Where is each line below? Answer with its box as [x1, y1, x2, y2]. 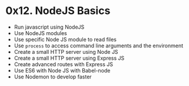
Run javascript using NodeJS [14, 23, 85, 30]
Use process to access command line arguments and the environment [14, 42, 184, 49]
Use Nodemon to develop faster [14, 73, 92, 80]
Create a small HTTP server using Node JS [14, 48, 118, 55]
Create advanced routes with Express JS [14, 60, 113, 68]
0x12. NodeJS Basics [5, 4, 111, 18]
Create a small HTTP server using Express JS [14, 54, 125, 61]
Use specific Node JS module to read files [14, 36, 117, 43]
